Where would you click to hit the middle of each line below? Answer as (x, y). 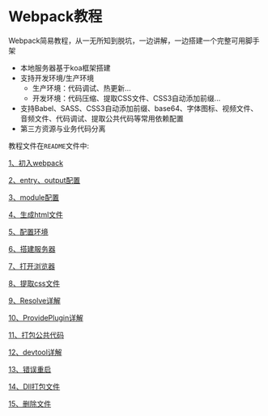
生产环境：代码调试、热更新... (81, 88)
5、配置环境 (28, 231)
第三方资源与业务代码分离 (63, 128)
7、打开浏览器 (32, 266)
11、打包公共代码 (36, 335)
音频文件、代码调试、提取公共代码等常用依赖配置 (102, 118)
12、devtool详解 (35, 352)
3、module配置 (34, 197)
